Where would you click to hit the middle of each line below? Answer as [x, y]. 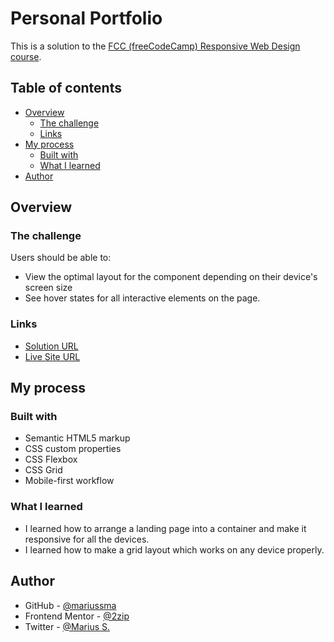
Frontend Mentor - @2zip [77, 616]
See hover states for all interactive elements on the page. [142, 298]
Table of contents [66, 88]
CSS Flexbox [51, 459]
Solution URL [51, 346]
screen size [48, 288]
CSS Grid [43, 470]
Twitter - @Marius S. [67, 626]
